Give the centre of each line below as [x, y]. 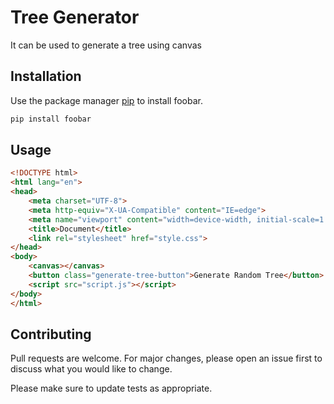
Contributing [51, 334]
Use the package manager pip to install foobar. [106, 100]
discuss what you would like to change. [91, 369]
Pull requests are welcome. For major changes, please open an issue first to [166, 358]
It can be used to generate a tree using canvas [106, 45]
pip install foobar [51, 119]
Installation [46, 76]
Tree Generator [75, 17]
